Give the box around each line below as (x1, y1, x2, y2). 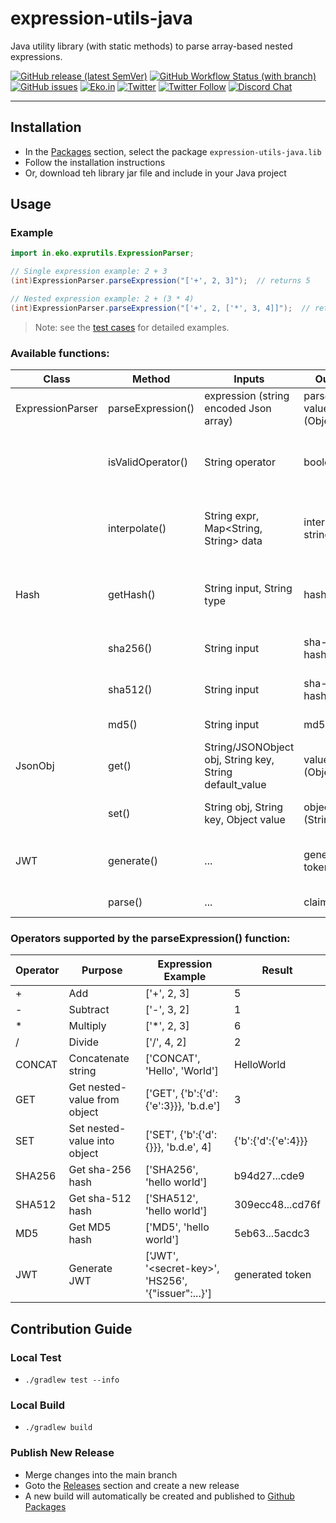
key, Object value (204, 813, 286, 827)
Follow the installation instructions (24, 156, 166, 168)
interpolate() (108, 522, 167, 536)
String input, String (204, 582, 293, 596)
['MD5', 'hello (144, 1220, 210, 1234)
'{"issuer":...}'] (144, 1287, 212, 1301)
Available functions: (10, 346, 110, 360)
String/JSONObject (204, 740, 295, 754)
